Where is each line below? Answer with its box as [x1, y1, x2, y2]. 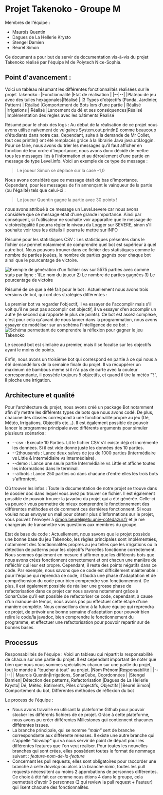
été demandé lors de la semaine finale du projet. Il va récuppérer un [5, 361, 141, 367]
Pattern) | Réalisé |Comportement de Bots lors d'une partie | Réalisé [5, 102, 141, 108]
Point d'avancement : [5, 73, 72, 82]
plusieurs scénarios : [5, 430, 47, 436]
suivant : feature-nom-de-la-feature [12, 753, 85, 759]
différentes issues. [12, 722, 50, 728]
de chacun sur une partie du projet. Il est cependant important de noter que [5, 656, 157, 662]
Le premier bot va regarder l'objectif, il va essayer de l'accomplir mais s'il [5, 301, 152, 307]
